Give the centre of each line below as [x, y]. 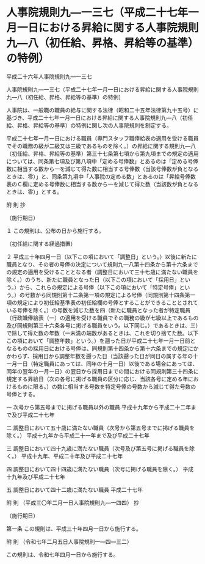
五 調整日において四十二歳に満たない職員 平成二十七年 [75, 489]
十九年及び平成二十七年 [36, 477]
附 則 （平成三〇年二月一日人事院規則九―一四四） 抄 [73, 502]
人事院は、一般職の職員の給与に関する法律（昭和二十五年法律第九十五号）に [103, 110]
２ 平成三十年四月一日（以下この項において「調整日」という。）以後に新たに [102, 257]
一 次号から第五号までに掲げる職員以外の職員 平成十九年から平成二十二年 [99, 407]
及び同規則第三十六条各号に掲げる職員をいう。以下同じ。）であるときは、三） [103, 325]
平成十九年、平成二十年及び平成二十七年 [72, 456]
